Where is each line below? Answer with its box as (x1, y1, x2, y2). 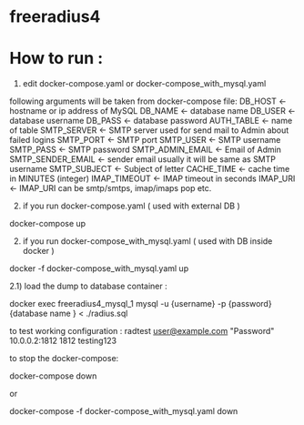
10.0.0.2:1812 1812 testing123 (9, 335, 117, 347)
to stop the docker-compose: (9, 353, 119, 364)
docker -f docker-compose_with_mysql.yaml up (9, 263, 189, 274)
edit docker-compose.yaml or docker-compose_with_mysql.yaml (22, 78, 267, 89)
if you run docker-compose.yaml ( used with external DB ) (22, 200, 241, 211)
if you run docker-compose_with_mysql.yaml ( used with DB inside (22, 236, 273, 247)
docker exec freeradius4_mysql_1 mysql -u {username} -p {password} (9, 299, 272, 309)
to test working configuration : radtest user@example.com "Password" (9, 326, 275, 337)
